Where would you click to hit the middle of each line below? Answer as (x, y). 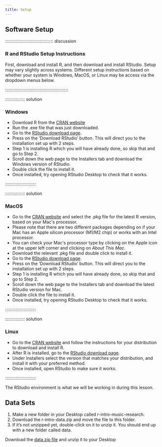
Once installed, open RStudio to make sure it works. (64, 368)
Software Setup (29, 30)
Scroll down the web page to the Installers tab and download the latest (83, 284)
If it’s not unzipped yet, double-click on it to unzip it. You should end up (84, 425)
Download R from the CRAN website (49, 122)
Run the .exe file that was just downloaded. (56, 128)
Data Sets (20, 403)
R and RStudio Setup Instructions (45, 54)
